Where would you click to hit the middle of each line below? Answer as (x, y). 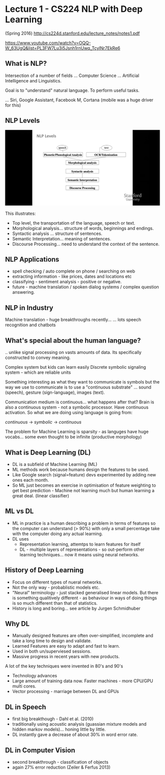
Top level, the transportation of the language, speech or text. (74, 223)
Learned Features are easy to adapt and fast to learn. (66, 646)
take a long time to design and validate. (52, 641)
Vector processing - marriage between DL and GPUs (66, 692)
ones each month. (30, 480)
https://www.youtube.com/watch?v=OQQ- (48, 42)
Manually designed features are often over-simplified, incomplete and (83, 636)
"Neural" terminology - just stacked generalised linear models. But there (85, 592)
